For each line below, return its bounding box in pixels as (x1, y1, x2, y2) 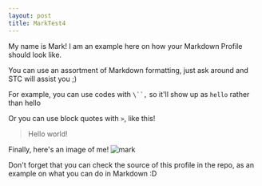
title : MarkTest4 (8, 19, 66, 27)
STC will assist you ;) (8, 74, 77, 83)
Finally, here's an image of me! (8, 144, 109, 154)
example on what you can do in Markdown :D (8, 168, 157, 178)
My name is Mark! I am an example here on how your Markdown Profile (8, 41, 243, 51)
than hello (8, 98, 42, 107)
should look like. (8, 50, 62, 59)
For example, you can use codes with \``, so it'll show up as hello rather (8, 89, 250, 99)
